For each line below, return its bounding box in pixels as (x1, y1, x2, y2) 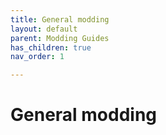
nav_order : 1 (10, 52, 65, 62)
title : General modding (10, 14, 110, 25)
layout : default (10, 24, 78, 34)
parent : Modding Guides (10, 33, 110, 43)
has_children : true (10, 42, 92, 53)
